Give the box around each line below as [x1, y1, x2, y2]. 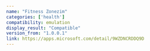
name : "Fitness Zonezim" [6, 8, 68, 15]
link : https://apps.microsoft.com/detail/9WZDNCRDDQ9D [6, 36, 145, 42]
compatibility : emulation [6, 19, 70, 25]
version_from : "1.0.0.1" [6, 30, 68, 36]
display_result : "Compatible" [6, 25, 81, 31]
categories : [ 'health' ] [6, 14, 65, 20]
